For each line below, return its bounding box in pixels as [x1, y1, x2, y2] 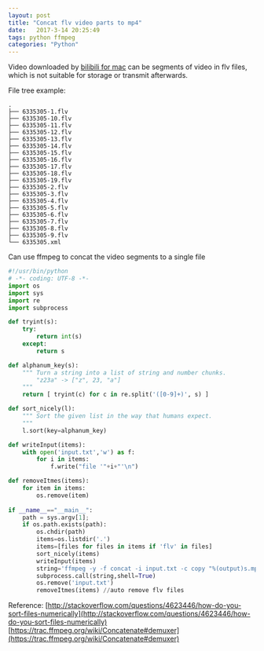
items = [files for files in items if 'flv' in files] [36, 543, 213, 550]
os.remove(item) [36, 492, 90, 499]
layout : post [8, 11, 51, 20]
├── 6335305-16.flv [8, 156, 72, 164]
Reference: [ [8, 601, 49, 610]
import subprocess [8, 304, 68, 312]
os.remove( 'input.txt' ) [36, 579, 114, 587]
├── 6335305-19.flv [8, 177, 72, 185]
